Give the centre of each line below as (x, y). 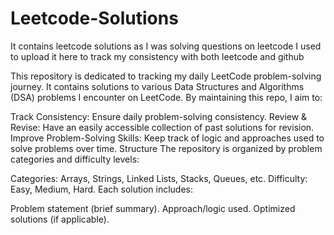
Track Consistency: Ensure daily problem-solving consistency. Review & (159, 116)
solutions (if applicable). (60, 219)
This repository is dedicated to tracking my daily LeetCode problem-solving (166, 76)
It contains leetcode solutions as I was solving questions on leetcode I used (166, 46)
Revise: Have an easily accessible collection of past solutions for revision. (162, 127)
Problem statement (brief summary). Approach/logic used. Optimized (153, 208)
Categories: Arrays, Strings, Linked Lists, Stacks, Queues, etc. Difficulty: (159, 178)
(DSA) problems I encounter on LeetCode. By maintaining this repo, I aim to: (166, 97)
